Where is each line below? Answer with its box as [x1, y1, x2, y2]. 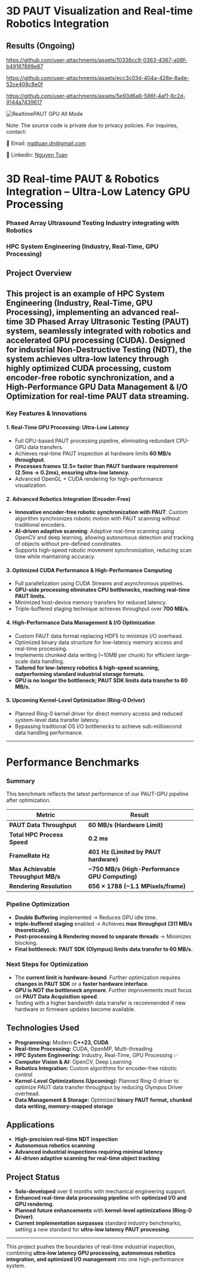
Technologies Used [6, 1023, 79, 1033]
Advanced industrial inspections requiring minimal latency [14, 1148, 163, 1156]
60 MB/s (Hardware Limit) [88, 821, 164, 829]
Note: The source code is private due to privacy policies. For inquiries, [6, 122, 179, 129]
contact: [6, 128, 27, 135]
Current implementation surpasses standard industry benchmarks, [14, 1219, 182, 1227]
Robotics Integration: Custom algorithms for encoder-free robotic [14, 1064, 177, 1071]
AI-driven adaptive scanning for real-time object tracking [14, 1154, 160, 1162]
